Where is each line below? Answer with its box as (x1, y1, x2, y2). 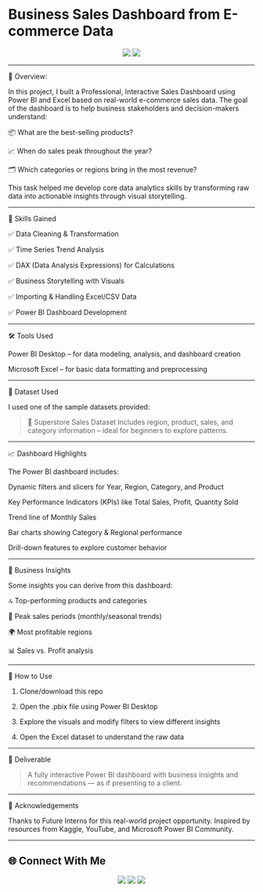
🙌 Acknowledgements (8, 800, 79, 810)
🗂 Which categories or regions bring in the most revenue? (8, 165, 197, 174)
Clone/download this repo (19, 686, 103, 696)
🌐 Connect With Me (8, 854, 106, 868)
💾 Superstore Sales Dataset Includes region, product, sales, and (27, 417, 233, 427)
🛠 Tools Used (8, 331, 53, 340)
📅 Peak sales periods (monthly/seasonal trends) (8, 611, 163, 621)
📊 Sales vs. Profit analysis (8, 646, 94, 655)
